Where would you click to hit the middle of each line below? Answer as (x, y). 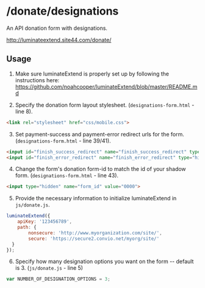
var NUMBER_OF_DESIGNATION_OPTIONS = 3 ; (59, 279)
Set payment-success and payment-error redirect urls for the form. (99, 134)
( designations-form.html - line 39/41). (63, 141)
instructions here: (37, 80)
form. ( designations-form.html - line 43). (67, 175)
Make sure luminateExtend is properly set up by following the (92, 74)
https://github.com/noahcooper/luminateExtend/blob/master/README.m (106, 86)
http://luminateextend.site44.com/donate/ (59, 40)
